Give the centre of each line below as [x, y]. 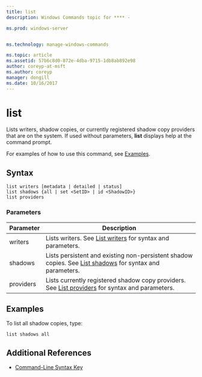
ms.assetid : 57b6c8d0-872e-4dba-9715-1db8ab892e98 [71, 61]
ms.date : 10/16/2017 [32, 83]
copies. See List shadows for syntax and [103, 263]
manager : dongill [28, 78]
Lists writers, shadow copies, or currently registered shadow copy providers [101, 129]
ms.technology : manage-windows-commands [58, 44]
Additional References [49, 353]
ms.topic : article [29, 55]
